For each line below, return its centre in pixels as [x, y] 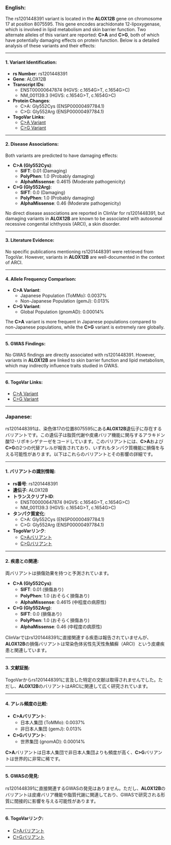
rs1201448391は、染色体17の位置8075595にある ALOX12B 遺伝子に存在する [83, 428]
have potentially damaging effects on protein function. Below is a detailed [82, 40]
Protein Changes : [31, 100]
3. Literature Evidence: [30, 240]
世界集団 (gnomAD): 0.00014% [53, 741]
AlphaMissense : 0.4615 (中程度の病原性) [63, 602]
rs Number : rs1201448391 [40, 73]
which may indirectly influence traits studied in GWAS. [62, 366]
